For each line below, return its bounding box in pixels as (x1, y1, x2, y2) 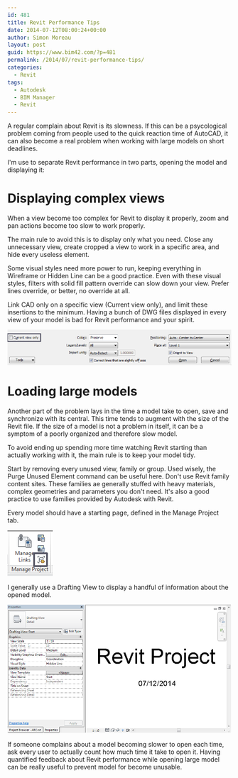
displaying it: (7, 165, 45, 174)
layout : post (7, 41, 46, 49)
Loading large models (7, 383, 138, 400)
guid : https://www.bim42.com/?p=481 (7, 49, 116, 56)
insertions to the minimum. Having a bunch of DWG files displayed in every (7, 308, 227, 317)
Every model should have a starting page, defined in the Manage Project (7, 508, 219, 517)
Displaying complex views (7, 190, 166, 207)
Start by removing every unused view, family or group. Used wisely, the (7, 464, 217, 473)
